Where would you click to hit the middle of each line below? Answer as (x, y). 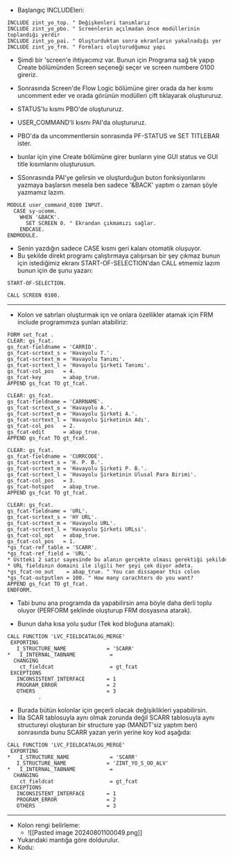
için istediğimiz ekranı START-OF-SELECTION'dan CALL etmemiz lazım (119, 263)
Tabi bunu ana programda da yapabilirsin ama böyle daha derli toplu (114, 603)
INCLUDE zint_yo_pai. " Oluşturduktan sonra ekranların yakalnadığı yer (114, 41)
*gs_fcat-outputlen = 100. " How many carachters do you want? (101, 578)
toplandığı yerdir (34, 35)
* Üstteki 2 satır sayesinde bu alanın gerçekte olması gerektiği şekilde (118, 560)
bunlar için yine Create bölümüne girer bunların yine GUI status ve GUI (118, 157)
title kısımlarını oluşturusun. (56, 164)
